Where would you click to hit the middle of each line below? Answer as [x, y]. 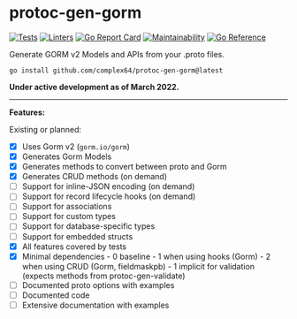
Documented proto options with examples [98, 285]
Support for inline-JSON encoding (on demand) [108, 186]
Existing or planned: [46, 129]
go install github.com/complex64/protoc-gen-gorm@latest [116, 70]
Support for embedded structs [77, 236]
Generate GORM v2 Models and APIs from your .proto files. [117, 54]
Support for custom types [69, 216]
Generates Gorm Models [67, 156]
